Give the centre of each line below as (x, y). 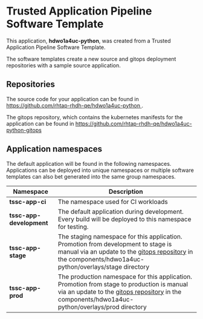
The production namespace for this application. (125, 277)
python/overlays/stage (90, 266)
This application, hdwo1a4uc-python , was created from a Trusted (89, 41)
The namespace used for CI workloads (113, 202)
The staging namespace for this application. (120, 236)
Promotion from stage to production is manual (123, 284)
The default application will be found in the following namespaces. (89, 163)
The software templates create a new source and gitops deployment (91, 59)
